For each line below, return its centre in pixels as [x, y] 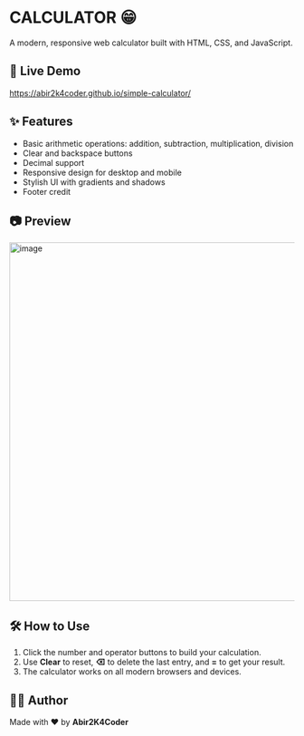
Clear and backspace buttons [77, 153]
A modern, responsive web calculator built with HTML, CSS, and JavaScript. [151, 43]
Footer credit [46, 191]
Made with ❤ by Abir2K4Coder [69, 722]
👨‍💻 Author [39, 700]
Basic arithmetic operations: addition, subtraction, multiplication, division [158, 143]
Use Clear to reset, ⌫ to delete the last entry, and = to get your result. [154, 662]
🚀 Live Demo [45, 71]
